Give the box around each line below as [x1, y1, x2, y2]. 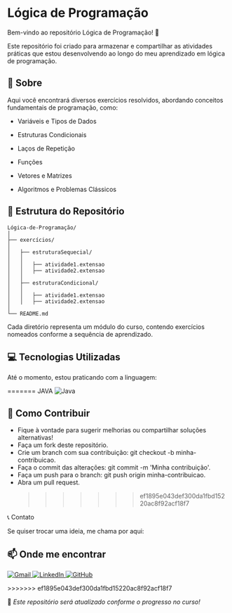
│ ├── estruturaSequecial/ [7, 248, 93, 256]
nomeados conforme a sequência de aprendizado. [7, 330, 153, 338]
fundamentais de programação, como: [7, 103, 118, 112]
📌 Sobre [7, 77, 43, 89]
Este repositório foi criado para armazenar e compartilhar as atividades [7, 41, 212, 50]
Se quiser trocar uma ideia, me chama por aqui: [7, 527, 144, 536]
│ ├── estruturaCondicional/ [7, 279, 99, 286]
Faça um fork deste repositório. [17, 441, 109, 449]
